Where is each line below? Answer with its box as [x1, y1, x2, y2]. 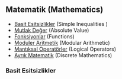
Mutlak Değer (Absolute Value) [14, 27, 89, 34]
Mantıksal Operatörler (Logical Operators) [14, 45, 117, 52]
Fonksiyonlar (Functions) [14, 32, 75, 40]
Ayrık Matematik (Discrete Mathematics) [14, 51, 113, 58]
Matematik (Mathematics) [5, 5, 104, 15]
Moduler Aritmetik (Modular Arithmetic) [14, 39, 110, 46]
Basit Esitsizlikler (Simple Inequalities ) [14, 20, 108, 27]
